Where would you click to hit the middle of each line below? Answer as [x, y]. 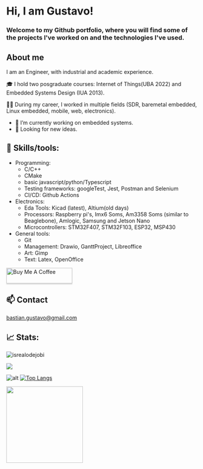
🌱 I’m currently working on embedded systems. [74, 122]
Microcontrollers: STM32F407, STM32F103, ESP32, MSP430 [100, 227]
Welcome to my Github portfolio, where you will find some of [97, 30]
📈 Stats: [23, 337]
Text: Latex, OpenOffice [54, 259]
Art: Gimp [36, 253]
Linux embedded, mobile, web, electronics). [61, 111]
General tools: [32, 233]
